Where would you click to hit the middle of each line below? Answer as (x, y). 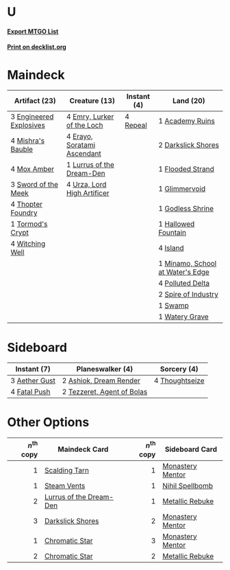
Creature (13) (92, 101)
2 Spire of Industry (189, 295)
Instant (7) (33, 369)
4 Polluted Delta (184, 284)
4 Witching (28, 244)
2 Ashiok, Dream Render (101, 380)
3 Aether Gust (33, 380)
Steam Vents (65, 486)
